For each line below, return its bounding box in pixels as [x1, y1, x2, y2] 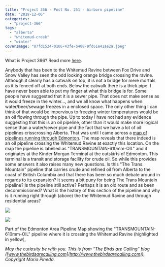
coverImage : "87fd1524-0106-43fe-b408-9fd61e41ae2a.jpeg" [5, 44, 127, 49]
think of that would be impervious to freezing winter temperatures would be [5, 109, 159, 115]
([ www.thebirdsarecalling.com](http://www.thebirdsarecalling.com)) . [5, 251, 145, 257]
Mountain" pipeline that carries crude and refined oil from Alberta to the [5, 166, 151, 172]
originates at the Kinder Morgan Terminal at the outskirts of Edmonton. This [5, 151, 159, 157]
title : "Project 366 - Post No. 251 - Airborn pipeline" [5, 7, 125, 12]
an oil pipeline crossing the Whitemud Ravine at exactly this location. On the [5, 140, 159, 146]
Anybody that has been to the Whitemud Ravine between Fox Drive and [5, 67, 150, 73]
